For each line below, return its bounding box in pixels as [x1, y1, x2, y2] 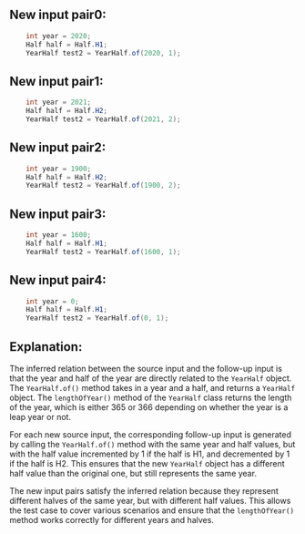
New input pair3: [9, 206, 107, 221]
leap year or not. [9, 412, 71, 422]
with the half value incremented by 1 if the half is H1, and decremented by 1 [9, 448, 290, 459]
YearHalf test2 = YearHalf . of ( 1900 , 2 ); [25, 181, 181, 190]
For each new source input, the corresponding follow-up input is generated [9, 429, 291, 440]
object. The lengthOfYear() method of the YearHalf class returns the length [9, 392, 292, 403]
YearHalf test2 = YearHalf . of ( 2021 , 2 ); [25, 115, 181, 124]
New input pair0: [9, 7, 107, 23]
